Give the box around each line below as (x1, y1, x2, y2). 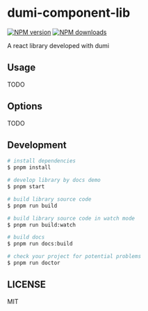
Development (7, 139, 67, 151)
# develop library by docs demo (7, 176, 101, 184)
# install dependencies (7, 158, 76, 165)
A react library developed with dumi (7, 41, 110, 50)
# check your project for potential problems (7, 253, 141, 260)
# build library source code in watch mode (7, 215, 135, 222)
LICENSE (7, 279, 47, 291)
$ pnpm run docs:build (7, 241, 73, 248)
